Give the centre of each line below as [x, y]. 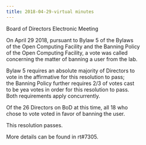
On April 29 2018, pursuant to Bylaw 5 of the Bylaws [70, 40]
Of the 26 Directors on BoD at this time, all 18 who [67, 107]
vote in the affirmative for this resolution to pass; [65, 77]
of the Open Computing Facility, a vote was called [67, 53]
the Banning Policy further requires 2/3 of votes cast [70, 83]
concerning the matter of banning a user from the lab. [72, 59]
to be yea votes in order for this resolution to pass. [68, 89]
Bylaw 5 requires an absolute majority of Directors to [71, 70]
